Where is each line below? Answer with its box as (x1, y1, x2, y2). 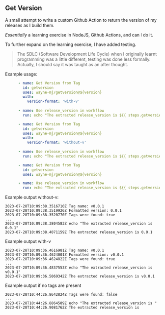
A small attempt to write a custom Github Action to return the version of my (5, 17, 157, 23)
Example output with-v (5, 238, 51, 244)
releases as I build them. (5, 22, 55, 28)
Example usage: (5, 71, 38, 77)
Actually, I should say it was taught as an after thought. (17, 61, 129, 67)
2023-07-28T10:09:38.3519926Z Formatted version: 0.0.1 (5, 208, 122, 213)
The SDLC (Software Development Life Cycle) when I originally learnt (17, 51, 157, 57)
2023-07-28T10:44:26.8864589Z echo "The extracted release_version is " (5, 301, 157, 306)
